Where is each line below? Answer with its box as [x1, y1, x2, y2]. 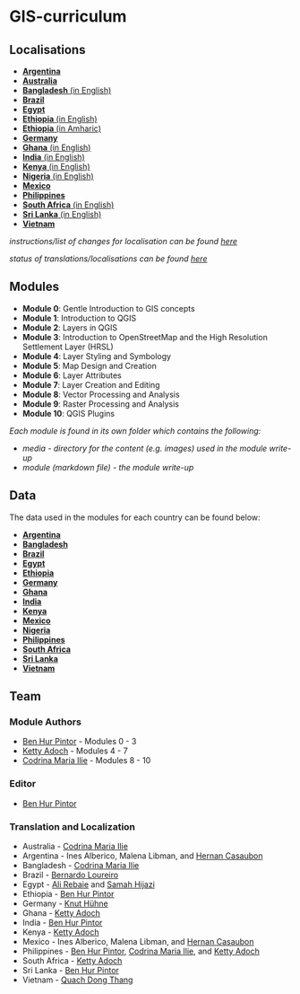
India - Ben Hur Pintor [21, 917, 103, 928]
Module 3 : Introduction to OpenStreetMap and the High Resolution [21, 331, 269, 342]
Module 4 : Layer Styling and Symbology [21, 350, 172, 361]
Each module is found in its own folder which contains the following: [9, 425, 261, 436]
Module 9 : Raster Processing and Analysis [21, 398, 179, 409]
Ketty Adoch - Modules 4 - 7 [21, 745, 128, 756]
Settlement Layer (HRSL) [21, 341, 114, 352]
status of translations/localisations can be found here [9, 253, 208, 264]
